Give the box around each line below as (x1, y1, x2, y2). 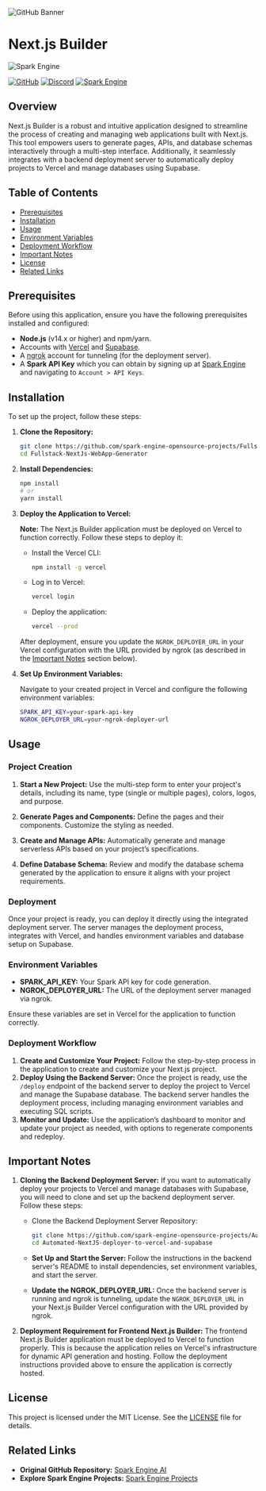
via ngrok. (19, 994, 53, 1004)
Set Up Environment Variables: (19, 669, 123, 678)
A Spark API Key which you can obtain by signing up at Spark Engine (19, 359, 246, 369)
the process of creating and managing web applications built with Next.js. (8, 129, 249, 139)
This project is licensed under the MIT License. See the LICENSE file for (8, 1412, 242, 1422)
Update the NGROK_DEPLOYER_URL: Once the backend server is (31, 1285, 247, 1295)
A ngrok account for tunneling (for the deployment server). (19, 351, 211, 360)
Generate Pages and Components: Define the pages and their (19, 812, 224, 821)
